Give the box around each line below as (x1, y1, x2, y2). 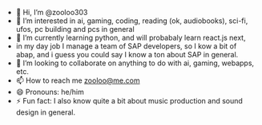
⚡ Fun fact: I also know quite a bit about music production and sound (15, 96, 243, 105)
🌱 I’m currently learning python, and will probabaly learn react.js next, (15, 33, 246, 42)
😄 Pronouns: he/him (15, 88, 84, 96)
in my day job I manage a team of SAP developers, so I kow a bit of (15, 41, 237, 51)
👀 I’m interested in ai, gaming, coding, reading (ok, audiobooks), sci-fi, (15, 16, 248, 25)
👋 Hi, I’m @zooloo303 (15, 8, 88, 17)
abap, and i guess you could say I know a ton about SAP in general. (15, 50, 239, 59)
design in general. (15, 107, 76, 117)
